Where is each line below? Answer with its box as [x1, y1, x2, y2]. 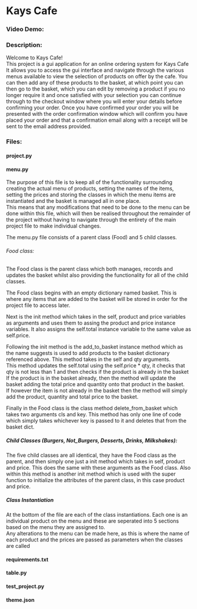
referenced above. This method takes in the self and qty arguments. [6, 356, 171, 363]
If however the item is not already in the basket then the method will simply [6, 387, 188, 394]
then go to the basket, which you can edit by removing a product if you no [6, 85, 185, 92]
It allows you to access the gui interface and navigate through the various [6, 66, 184, 74]
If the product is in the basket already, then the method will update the [6, 374, 176, 382]
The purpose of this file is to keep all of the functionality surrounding [6, 179, 172, 186]
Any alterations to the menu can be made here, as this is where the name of [6, 530, 190, 537]
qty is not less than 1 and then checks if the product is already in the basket [6, 369, 189, 376]
